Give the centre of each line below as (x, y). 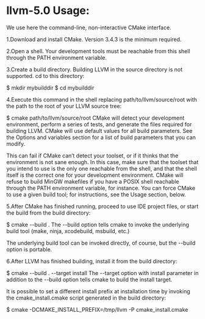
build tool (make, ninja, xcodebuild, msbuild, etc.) (68, 231)
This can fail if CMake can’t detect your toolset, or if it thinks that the (92, 156)
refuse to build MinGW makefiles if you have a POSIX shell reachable (93, 181)
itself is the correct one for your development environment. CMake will (95, 175)
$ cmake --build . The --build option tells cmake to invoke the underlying (98, 224)
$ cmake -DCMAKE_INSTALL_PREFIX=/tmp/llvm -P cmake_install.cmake (97, 309)
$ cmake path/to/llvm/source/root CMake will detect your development (95, 118)
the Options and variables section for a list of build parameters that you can (101, 137)
